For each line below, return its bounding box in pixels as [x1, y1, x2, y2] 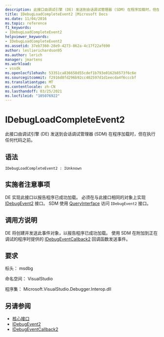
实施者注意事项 [5, 180, 50, 189]
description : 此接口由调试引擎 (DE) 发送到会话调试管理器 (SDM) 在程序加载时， [5, 7, 153, 12]
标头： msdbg [5, 265, 33, 271]
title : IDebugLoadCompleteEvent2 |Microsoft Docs [5, 12, 108, 17]
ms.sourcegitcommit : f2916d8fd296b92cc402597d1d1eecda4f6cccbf [5, 75, 137, 80]
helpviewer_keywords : [5, 35, 49, 40]
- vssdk [5, 66, 21, 71]
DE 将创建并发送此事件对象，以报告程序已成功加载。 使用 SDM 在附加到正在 [5, 230, 158, 236]
